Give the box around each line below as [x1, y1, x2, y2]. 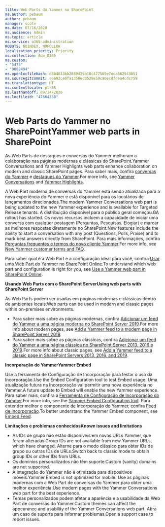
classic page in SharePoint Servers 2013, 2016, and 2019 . [12, 352, 129, 358]
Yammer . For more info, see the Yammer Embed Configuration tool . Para [5, 398, 150, 404]
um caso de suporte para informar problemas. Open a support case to [12, 511, 154, 517]
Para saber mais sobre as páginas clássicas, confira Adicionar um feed [12, 337, 157, 343]
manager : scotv [5, 21, 36, 26]
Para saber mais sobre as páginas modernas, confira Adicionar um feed [12, 316, 158, 322]
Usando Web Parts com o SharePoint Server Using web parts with [5, 281, 141, 287]
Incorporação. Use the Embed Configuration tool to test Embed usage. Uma [5, 377, 158, 383]
